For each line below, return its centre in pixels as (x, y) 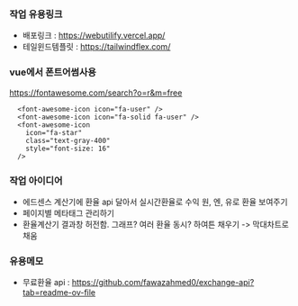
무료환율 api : (46, 283)
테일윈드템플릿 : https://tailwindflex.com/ (96, 47)
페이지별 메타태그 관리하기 (68, 212)
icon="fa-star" (54, 132)
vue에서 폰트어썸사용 (53, 72)
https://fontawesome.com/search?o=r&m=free (96, 93)
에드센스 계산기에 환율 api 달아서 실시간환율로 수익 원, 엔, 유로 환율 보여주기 (155, 202)
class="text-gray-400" (68, 140)
